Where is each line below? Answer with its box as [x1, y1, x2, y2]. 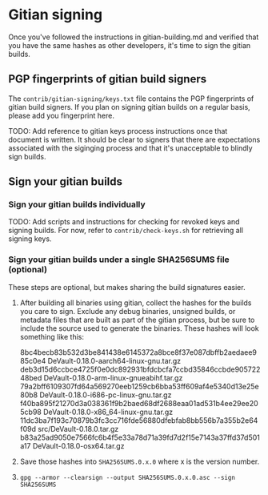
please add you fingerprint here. [8, 111, 114, 120]
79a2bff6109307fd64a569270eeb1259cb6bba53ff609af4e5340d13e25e [19, 381, 260, 391]
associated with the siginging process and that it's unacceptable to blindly [8, 143, 254, 153]
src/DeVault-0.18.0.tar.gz [38, 424, 119, 433]
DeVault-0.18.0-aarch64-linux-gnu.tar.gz [47, 356, 182, 365]
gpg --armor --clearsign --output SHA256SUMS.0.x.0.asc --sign [19, 473, 236, 481]
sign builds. [8, 151, 46, 161]
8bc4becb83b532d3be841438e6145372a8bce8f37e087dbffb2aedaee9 [19, 347, 258, 357]
